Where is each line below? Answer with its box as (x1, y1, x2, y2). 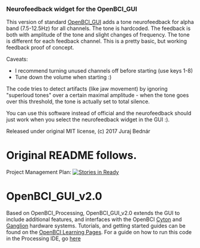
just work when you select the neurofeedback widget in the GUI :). (6, 116, 170, 123)
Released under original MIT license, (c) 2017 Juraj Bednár (6, 128, 151, 135)
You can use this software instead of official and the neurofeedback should (6, 110, 192, 117)
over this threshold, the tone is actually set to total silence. (6, 98, 150, 105)
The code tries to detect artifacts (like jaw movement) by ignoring (6, 85, 168, 92)
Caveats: (6, 56, 28, 63)
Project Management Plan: (6, 169, 72, 176)
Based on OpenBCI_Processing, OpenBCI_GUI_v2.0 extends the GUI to (6, 210, 180, 217)
